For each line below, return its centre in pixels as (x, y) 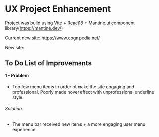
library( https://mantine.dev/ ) (34, 28)
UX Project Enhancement (58, 9)
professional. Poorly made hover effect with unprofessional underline (83, 92)
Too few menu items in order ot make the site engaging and (73, 87)
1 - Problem (17, 75)
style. (18, 97)
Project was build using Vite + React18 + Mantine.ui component (70, 23)
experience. (25, 129)
